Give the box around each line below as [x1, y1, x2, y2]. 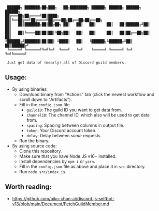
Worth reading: [5, 183, 52, 191]
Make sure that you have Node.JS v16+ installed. [19, 153, 117, 159]
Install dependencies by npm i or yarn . [19, 158, 96, 164]
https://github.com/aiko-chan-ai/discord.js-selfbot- [12, 195, 115, 201]
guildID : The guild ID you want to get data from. [26, 107, 122, 113]
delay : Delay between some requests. [26, 132, 102, 138]
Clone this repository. [19, 148, 62, 154]
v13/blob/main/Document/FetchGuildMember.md [12, 201, 110, 207]
